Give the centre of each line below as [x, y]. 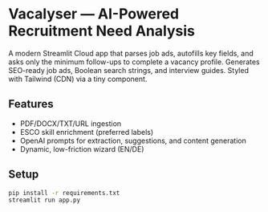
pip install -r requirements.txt [64, 193]
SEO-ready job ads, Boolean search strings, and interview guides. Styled [128, 70]
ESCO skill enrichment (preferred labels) [87, 132]
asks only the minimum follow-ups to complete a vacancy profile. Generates [134, 62]
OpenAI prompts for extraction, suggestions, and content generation [133, 141]
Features [31, 104]
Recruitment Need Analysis [102, 31]
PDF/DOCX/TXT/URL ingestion [71, 123]
